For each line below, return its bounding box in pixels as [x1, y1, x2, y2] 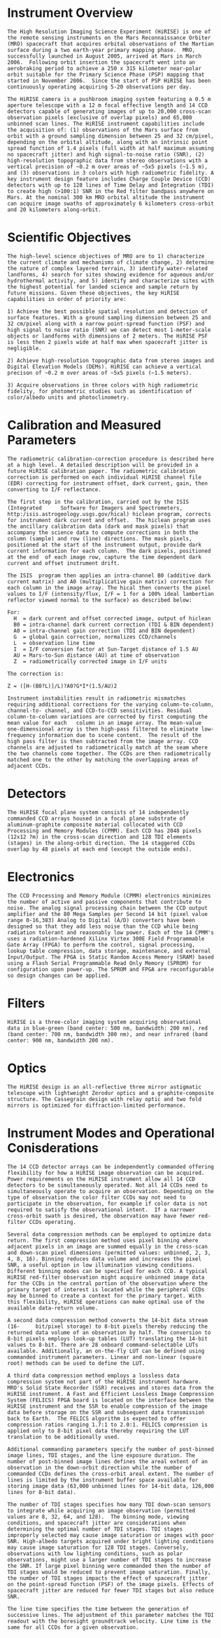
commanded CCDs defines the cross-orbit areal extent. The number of [7, 1470, 215, 1477]
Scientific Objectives [7, 229, 131, 246]
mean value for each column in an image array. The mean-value [7, 719, 201, 726]
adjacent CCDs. [7, 762, 52, 769]
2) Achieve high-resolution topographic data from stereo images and [7, 357, 215, 364]
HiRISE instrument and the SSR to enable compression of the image [7, 1402, 208, 1410]
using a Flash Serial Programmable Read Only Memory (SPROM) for [7, 959, 201, 966]
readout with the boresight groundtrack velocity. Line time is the [7, 1618, 211, 1625]
